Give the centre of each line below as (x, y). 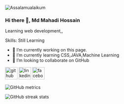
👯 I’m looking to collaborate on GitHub (51, 60)
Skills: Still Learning (25, 40)
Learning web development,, (34, 31)
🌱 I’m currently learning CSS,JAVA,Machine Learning (66, 55)
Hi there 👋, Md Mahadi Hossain (43, 20)
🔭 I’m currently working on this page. (49, 50)
